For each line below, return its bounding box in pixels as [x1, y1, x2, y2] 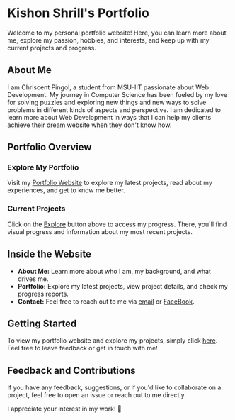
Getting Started [7, 317, 77, 329]
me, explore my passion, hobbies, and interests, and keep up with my [7, 35, 210, 44]
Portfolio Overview [7, 141, 92, 153]
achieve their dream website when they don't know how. [7, 121, 172, 129]
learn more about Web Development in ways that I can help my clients [7, 113, 212, 121]
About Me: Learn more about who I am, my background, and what [17, 267, 211, 275]
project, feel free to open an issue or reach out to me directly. [7, 391, 186, 399]
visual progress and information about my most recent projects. [7, 227, 193, 236]
